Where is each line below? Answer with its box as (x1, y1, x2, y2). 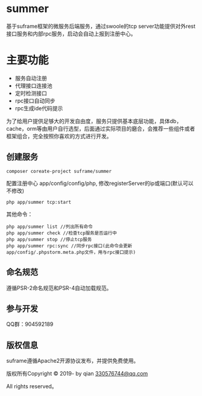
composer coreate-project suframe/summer (6, 168, 112, 174)
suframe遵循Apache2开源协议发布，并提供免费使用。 (6, 357, 139, 365)
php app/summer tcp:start (6, 199, 71, 205)
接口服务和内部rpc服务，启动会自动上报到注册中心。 (6, 30, 137, 37)
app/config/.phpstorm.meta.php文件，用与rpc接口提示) (6, 249, 136, 255)
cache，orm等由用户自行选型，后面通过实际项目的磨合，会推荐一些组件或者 (6, 125, 195, 132)
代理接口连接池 (14, 82, 52, 89)
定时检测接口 (14, 89, 47, 96)
